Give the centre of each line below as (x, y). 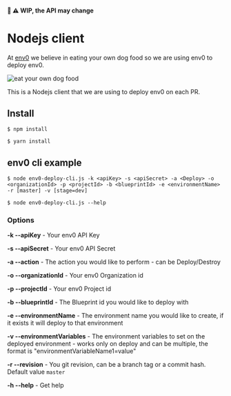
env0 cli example (44, 162)
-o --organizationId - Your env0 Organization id (75, 276)
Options (21, 220)
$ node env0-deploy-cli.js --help (57, 203)
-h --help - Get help (36, 386)
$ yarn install (29, 142)
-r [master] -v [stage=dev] (48, 191)
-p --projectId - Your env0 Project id (59, 289)
